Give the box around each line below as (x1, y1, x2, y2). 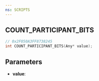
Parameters (5, 57, 42, 66)
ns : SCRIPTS (5, 7, 30, 12)
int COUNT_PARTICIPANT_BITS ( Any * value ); (5, 43, 93, 49)
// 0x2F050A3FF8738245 (5, 39, 52, 44)
